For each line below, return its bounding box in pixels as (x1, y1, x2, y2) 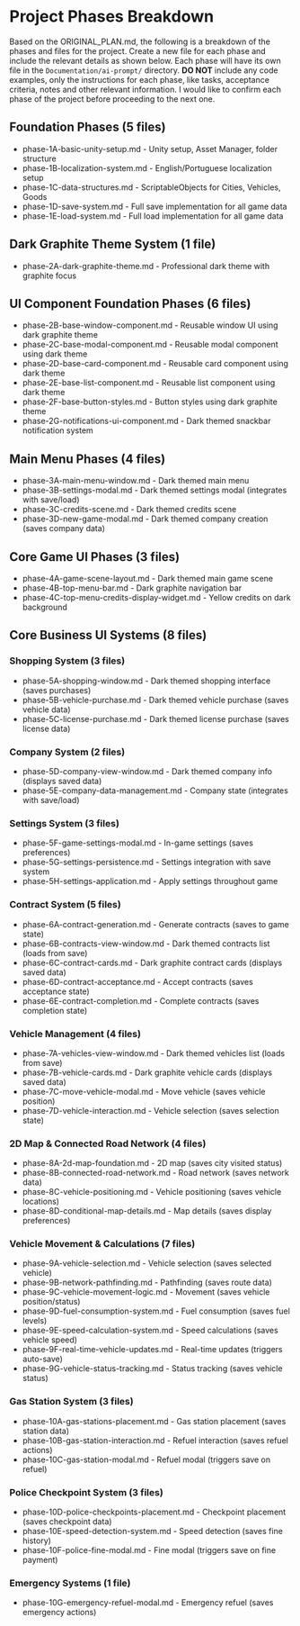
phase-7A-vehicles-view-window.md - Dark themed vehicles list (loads (22, 1047, 286, 1059)
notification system (22, 425, 94, 436)
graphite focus (22, 270, 77, 281)
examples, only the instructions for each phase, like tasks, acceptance (9, 74, 269, 85)
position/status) (22, 1296, 81, 1307)
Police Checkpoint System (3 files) (9, 1486, 163, 1498)
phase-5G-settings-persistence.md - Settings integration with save (22, 857, 271, 868)
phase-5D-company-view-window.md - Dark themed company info (22, 765, 272, 776)
